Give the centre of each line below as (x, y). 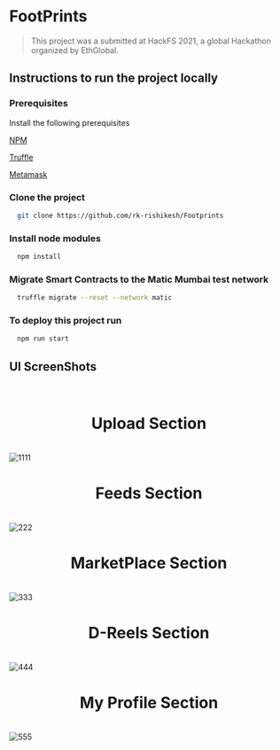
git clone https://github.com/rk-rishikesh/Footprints (121, 215)
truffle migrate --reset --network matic (95, 298)
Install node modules (55, 238)
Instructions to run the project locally (114, 78)
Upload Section (149, 424)
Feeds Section (149, 493)
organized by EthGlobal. (75, 50)
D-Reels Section (149, 633)
